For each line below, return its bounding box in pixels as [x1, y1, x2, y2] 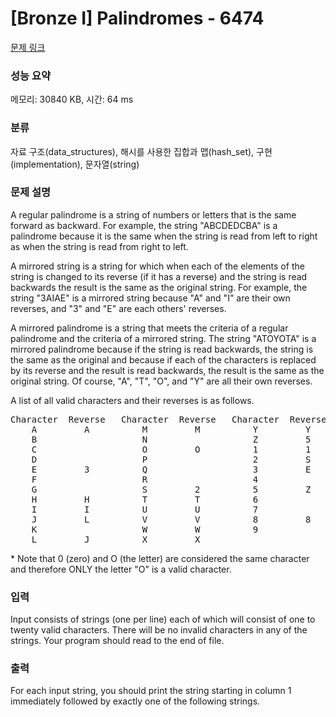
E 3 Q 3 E [31, 463, 312, 475]
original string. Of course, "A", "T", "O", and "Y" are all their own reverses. [10, 375, 313, 387]
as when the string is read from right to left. [10, 240, 189, 252]
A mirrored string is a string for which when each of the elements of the [10, 260, 305, 272]
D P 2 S [31, 453, 312, 465]
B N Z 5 [31, 433, 312, 445]
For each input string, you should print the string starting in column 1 [10, 685, 292, 697]
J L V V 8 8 [31, 513, 312, 525]
